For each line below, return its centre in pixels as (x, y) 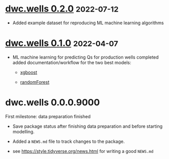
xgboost (29, 72)
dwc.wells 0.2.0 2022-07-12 (62, 9)
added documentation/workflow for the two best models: (72, 62)
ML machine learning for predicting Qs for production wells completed (86, 57)
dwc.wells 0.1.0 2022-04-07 (62, 43)
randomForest (35, 82)
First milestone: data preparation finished (48, 116)
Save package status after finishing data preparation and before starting (88, 126)
